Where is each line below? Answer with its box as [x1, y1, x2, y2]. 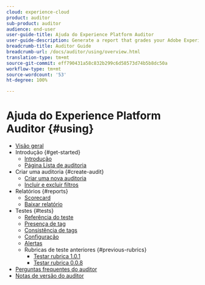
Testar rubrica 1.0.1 [33, 253, 81, 260]
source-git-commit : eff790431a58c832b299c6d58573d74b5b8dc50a [6, 60, 168, 66]
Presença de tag [24, 220, 66, 228]
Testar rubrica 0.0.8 [33, 259, 84, 267]
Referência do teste [24, 213, 74, 221]
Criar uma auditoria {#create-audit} [15, 168, 104, 176]
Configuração [24, 233, 59, 240]
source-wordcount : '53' [6, 72, 67, 78]
